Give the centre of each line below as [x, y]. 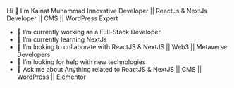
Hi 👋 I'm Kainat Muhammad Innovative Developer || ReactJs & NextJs [107, 11]
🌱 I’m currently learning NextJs [62, 39]
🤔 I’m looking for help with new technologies [81, 62]
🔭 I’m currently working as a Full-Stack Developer [89, 32]
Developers [33, 54]
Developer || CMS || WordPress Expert [62, 18]
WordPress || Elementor [51, 77]
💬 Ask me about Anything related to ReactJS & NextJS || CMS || [109, 69]
